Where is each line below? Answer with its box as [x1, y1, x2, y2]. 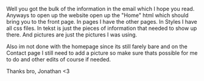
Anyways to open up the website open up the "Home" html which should [6, 12, 189, 19]
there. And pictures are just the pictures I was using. [6, 31, 138, 38]
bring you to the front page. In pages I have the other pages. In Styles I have [6, 18, 198, 25]
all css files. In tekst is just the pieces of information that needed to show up [6, 24, 197, 32]
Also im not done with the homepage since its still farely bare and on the [6, 43, 188, 50]
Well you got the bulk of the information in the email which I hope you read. [6, 5, 195, 12]
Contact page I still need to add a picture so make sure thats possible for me [6, 49, 198, 57]
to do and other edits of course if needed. [6, 56, 111, 63]
